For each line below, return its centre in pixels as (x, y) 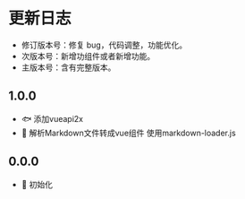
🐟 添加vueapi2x (52, 118)
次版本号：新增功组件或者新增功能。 (88, 56)
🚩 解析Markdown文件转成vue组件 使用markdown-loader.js (128, 133)
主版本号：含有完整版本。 (68, 67)
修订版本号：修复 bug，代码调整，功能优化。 (104, 45)
